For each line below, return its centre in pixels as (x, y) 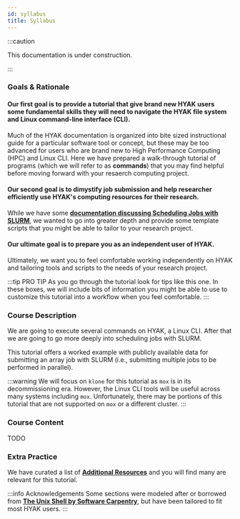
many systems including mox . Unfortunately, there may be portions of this (115, 396)
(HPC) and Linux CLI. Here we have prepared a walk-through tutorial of (112, 158)
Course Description (42, 315)
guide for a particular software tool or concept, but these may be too (108, 143)
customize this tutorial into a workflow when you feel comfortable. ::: (108, 297)
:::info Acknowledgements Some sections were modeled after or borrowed (117, 493)
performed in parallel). (40, 368)
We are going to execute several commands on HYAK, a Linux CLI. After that (120, 331)
